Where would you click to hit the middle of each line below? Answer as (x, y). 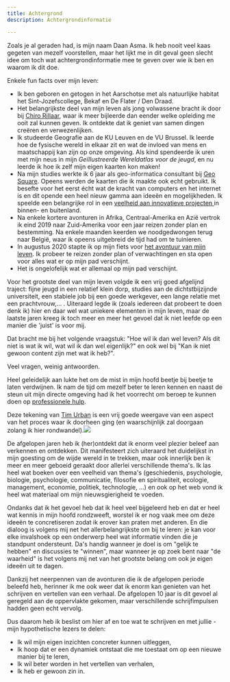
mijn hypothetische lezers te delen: (56, 629)
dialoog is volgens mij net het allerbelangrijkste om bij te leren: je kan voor (112, 529)
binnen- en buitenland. (49, 210)
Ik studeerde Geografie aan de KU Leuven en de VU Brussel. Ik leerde (115, 137)
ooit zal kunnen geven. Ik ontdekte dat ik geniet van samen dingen (111, 123)
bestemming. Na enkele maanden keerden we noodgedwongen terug (115, 232)
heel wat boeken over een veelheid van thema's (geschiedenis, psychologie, (115, 472)
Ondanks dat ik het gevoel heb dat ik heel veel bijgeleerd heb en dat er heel (114, 507)
